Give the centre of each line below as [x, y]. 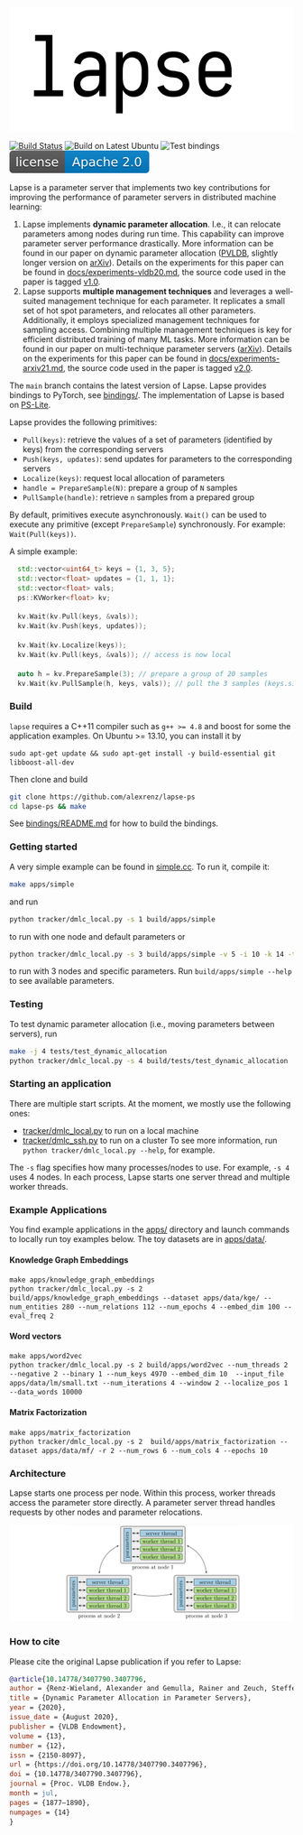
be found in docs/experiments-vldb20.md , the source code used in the [154, 273]
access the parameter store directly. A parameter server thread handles [142, 1502]
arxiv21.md [43, 368]
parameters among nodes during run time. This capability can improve [153, 234]
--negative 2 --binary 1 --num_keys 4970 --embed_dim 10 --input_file [147, 1375]
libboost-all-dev [42, 762]
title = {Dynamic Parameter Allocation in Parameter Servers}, [131, 1698]
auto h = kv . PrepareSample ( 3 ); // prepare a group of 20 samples [143, 674]
